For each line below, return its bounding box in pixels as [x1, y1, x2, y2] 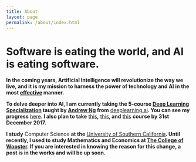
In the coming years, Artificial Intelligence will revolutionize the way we [6, 77, 184, 84]
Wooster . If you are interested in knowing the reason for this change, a [6, 143, 181, 150]
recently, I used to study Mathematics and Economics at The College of [6, 137, 184, 144]
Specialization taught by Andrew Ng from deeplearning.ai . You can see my [6, 107, 190, 114]
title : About [6, 8, 38, 15]
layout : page [6, 14, 38, 20]
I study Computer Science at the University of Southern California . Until [6, 130, 181, 138]
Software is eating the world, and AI [6, 45, 184, 58]
